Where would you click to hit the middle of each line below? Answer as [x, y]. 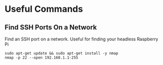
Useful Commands [44, 9]
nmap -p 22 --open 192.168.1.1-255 [41, 58]
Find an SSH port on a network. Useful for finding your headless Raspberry [81, 39]
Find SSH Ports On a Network [51, 27]
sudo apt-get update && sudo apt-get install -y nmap [62, 53]
